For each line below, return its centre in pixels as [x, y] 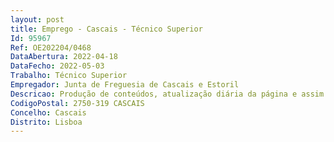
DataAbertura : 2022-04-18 [64, 57]
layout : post [37, 19]
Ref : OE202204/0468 [51, 47]
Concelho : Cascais [48, 112]
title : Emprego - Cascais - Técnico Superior [106, 29]
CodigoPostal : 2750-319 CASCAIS [77, 103]
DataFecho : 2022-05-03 [57, 66]
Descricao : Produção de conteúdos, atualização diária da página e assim [167, 94]
